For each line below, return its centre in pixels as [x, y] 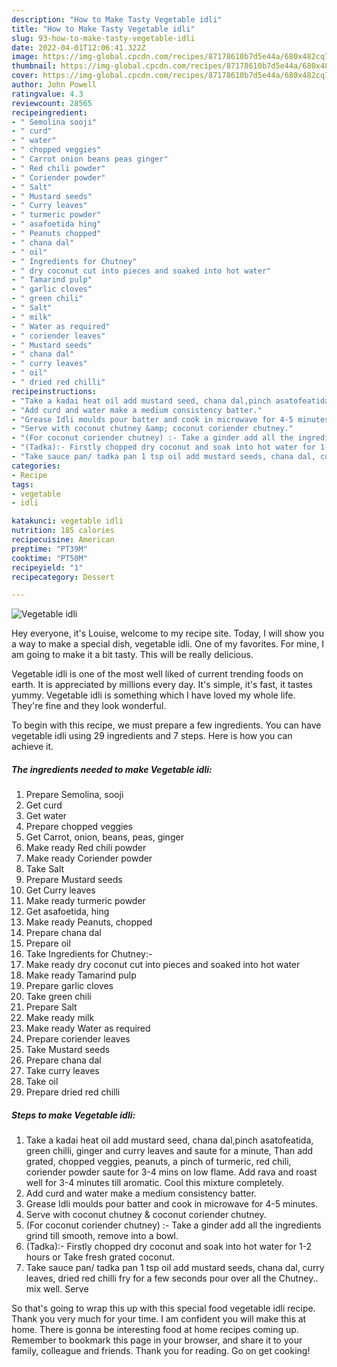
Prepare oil [48, 943]
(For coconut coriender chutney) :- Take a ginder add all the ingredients [173, 1225]
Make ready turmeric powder [85, 901]
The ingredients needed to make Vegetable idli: [112, 769]
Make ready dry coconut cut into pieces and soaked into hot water [163, 965]
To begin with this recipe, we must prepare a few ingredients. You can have [166, 725]
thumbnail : [34, 66]
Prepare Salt [51, 1007]
